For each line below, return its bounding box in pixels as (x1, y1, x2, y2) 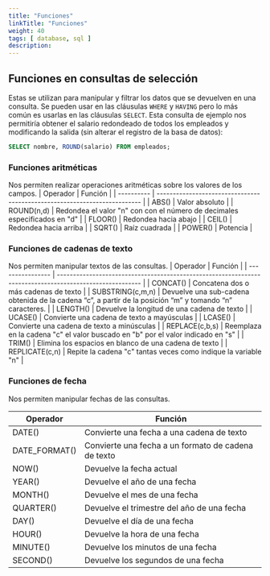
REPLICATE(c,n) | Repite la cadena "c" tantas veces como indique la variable (8, 347, 262, 357)
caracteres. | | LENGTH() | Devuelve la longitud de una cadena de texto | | (8, 304, 253, 314)
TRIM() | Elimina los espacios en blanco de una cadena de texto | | (8, 338, 227, 348)
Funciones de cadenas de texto (8, 243, 133, 255)
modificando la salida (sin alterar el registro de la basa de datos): (8, 126, 223, 137)
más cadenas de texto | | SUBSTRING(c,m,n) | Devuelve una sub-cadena (8, 287, 250, 296)
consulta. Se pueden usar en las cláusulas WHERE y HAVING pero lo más (8, 102, 239, 111)
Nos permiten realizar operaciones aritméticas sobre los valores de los (8, 180, 243, 190)
